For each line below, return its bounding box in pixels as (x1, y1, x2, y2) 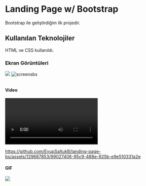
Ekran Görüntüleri (5, 59, 49, 66)
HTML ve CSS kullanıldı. (5, 47, 54, 53)
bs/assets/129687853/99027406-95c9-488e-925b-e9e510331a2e (5, 154, 141, 160)
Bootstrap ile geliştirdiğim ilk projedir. (5, 20, 80, 26)
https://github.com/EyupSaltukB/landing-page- (5, 149, 101, 154)
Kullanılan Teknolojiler (5, 34, 75, 42)
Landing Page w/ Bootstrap (5, 3, 118, 15)
